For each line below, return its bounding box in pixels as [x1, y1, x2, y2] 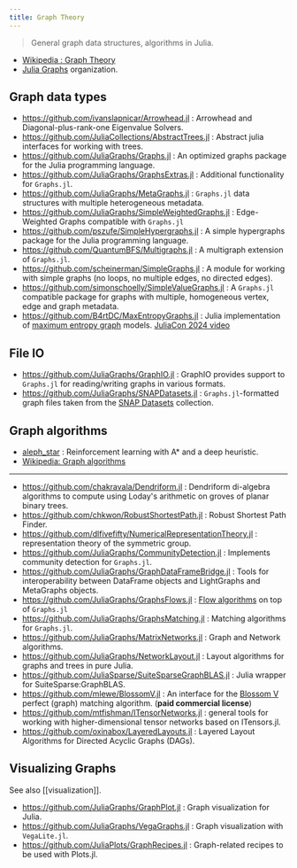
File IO [9, 345, 45, 360]
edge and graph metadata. [21, 301, 119, 312]
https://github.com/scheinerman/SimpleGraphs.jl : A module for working [21, 263, 286, 275]
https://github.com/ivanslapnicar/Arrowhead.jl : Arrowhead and [21, 112, 253, 124]
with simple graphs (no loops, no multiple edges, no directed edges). [21, 273, 273, 283]
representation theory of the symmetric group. [21, 538, 192, 549]
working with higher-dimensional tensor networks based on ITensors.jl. [21, 717, 281, 727]
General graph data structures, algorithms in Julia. [30, 37, 214, 48]
